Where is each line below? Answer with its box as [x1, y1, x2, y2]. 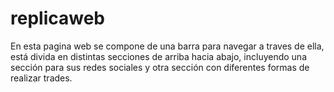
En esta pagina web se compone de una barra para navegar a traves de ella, [10, 40, 325, 52]
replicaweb [10, 7, 105, 30]
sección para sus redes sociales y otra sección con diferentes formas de [10, 61, 310, 73]
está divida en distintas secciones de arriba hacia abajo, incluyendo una [10, 50, 308, 62]
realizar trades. [10, 72, 73, 84]
